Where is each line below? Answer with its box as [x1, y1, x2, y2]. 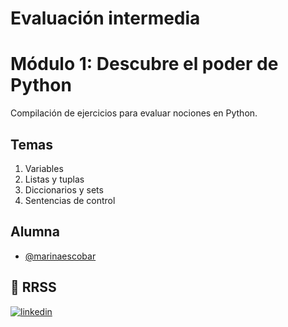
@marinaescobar [24, 250, 97, 262]
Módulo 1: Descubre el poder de [10, 53, 279, 76]
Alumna [10, 223, 60, 241]
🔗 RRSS [10, 279, 57, 296]
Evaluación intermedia [10, 7, 201, 30]
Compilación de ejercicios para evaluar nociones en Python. [10, 107, 258, 119]
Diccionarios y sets [24, 183, 104, 196]
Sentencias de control [24, 194, 116, 206]
